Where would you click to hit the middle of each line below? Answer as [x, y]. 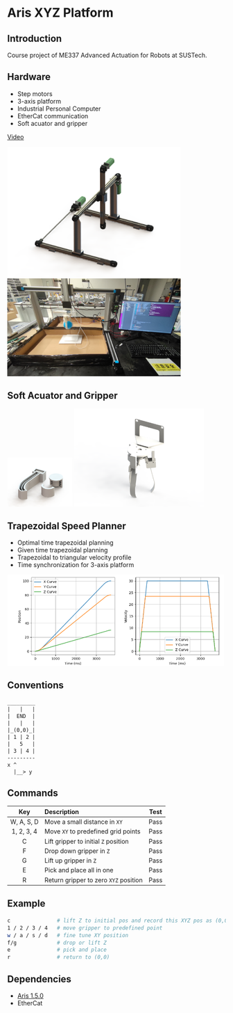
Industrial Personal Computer [59, 109]
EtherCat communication [53, 115]
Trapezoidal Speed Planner [67, 526]
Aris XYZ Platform [60, 13]
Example [26, 903]
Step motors [35, 94]
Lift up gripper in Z [71, 861]
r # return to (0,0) [59, 957]
